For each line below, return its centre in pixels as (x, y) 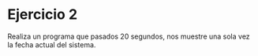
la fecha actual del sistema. (52, 44)
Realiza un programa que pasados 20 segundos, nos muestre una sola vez (129, 36)
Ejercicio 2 (43, 15)
